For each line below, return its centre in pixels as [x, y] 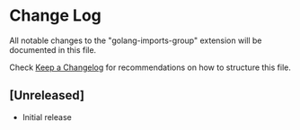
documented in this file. [53, 49]
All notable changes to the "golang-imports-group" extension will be [136, 40]
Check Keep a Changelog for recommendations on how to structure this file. [150, 67]
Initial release [47, 117]
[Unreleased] [47, 95]
